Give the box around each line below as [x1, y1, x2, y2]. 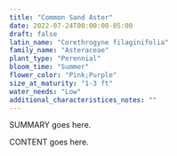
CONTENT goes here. [9, 136, 89, 147]
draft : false [9, 29, 58, 38]
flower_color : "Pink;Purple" [9, 71, 117, 80]
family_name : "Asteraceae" [9, 46, 109, 55]
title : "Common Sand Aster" [9, 12, 114, 22]
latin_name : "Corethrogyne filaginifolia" [9, 37, 169, 47]
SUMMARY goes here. [9, 120, 92, 130]
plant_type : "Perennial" [9, 54, 101, 63]
